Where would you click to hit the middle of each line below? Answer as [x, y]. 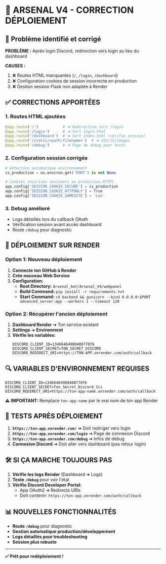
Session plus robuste [34, 542]
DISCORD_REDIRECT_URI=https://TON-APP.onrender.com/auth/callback [82, 353]
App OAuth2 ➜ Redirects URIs [50, 490]
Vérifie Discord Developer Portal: [47, 485]
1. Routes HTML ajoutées [35, 117]
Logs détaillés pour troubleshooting [50, 537]
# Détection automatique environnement [46, 168]
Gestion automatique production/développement [64, 532]
